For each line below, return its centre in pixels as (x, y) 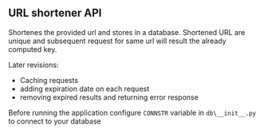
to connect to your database (55, 121)
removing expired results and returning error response (109, 97)
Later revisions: (33, 65)
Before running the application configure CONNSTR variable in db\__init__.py (132, 112)
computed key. (33, 49)
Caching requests (49, 80)
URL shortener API (55, 13)
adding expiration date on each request (85, 89)
